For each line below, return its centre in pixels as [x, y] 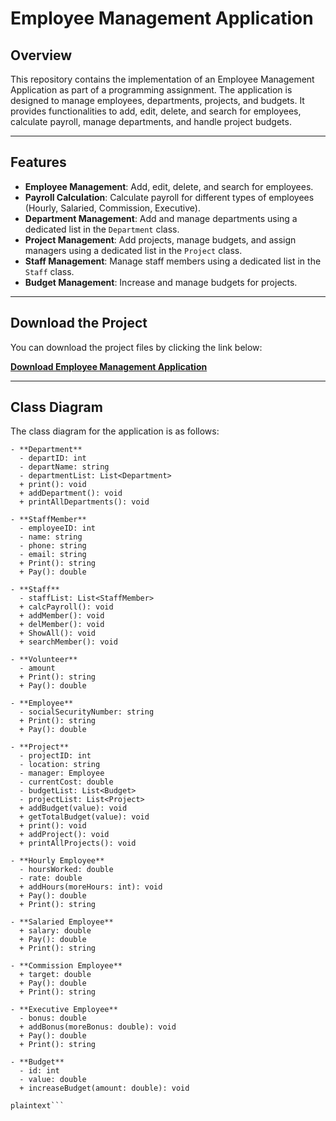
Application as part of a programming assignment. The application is [151, 90]
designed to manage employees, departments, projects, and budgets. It [157, 100]
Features [38, 162]
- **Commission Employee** [66, 966]
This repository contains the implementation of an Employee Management [162, 79]
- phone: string [53, 546]
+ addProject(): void [64, 835]
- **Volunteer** [44, 660]
